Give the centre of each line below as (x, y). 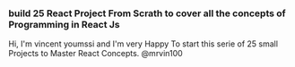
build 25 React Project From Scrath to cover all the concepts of (147, 13)
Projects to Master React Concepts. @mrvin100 (95, 54)
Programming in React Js (64, 24)
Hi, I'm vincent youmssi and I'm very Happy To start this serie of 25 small (143, 44)
